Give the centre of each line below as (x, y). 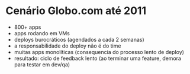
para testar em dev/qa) (42, 64)
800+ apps (28, 27)
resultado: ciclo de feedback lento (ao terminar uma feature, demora (98, 58)
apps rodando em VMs (42, 33)
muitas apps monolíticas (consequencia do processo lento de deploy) (99, 52)
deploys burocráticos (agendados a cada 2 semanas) (79, 39)
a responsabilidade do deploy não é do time (67, 46)
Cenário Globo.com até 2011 (76, 11)
